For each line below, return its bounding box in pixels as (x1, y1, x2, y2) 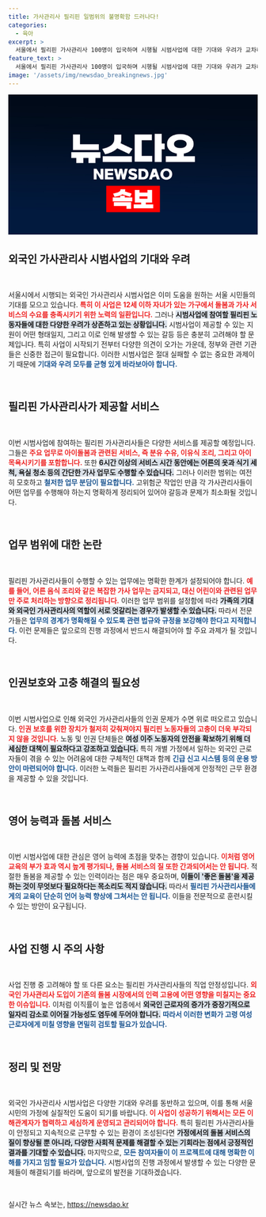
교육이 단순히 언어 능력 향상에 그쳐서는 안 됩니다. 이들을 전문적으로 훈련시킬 (22, 892, 253, 901)
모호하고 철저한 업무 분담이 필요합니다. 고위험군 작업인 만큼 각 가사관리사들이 (16, 477, 253, 487)
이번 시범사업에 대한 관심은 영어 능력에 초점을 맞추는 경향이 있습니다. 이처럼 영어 (8, 852, 255, 861)
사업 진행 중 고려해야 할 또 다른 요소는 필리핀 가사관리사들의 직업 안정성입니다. (8, 980, 249, 990)
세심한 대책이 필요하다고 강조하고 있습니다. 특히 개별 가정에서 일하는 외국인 (8, 744, 237, 753)
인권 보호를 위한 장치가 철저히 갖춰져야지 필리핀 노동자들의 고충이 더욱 (18, 724, 231, 733)
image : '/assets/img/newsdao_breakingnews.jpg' (8, 71, 169, 79)
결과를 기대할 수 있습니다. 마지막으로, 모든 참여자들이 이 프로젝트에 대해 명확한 (8, 1147, 247, 1157)
